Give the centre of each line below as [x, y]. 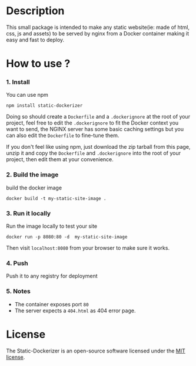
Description [35, 11]
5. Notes [18, 292]
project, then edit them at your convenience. [60, 159]
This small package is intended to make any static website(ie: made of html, [98, 27]
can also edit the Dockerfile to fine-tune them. [63, 135]
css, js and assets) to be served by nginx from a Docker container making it [98, 33]
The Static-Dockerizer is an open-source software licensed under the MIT [96, 351]
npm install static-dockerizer [44, 106]
